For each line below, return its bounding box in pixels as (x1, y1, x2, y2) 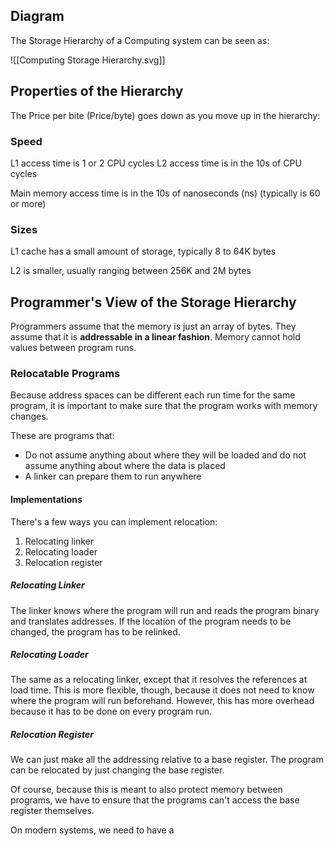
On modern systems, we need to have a (10, 824, 175, 836)
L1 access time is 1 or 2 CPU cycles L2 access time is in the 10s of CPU (10, 157, 302, 169)
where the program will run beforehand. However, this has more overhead (10, 695, 315, 707)
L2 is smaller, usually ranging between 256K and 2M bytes (10, 265, 252, 277)
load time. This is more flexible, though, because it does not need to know (10, 684, 315, 696)
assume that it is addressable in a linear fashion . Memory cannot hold (10, 331, 301, 343)
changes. (10, 410, 49, 423)
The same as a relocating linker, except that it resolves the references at (10, 674, 308, 686)
